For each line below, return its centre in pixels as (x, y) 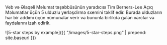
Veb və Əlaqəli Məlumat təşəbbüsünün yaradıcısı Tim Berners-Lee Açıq (79, 7)
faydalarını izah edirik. (28, 23)
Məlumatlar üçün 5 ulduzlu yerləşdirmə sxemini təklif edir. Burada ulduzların (84, 12)
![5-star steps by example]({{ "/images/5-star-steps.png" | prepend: (76, 32)
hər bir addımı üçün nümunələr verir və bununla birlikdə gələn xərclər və (80, 18)
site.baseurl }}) (21, 38)
